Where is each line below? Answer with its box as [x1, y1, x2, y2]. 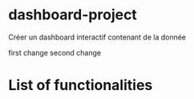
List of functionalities [8, 76, 153, 94]
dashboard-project [8, 6, 138, 24]
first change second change [8, 47, 102, 57]
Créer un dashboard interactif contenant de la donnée [8, 32, 187, 42]
